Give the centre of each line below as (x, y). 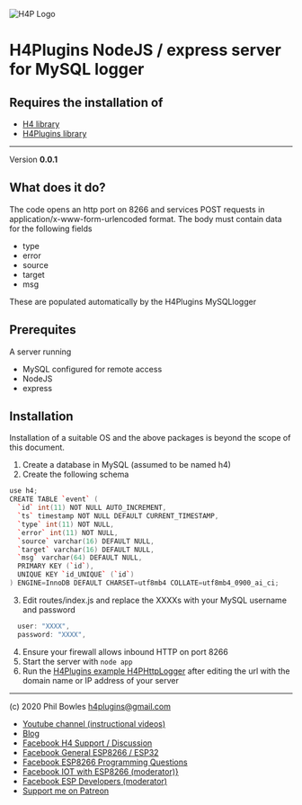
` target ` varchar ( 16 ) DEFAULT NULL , (86, 550)
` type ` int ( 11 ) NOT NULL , (66, 524)
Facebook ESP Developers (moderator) (95, 781)
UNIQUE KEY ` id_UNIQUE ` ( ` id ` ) (76, 575)
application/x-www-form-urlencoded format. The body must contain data (146, 219)
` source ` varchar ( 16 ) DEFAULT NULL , (86, 541)
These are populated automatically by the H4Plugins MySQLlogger (133, 301)
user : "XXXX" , (44, 626)
